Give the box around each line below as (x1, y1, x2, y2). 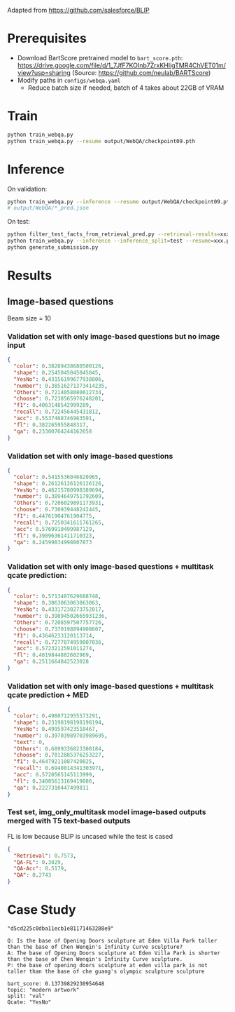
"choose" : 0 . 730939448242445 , (13, 506, 101, 513)
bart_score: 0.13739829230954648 (7, 980, 105, 987)
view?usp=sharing (17, 68, 71, 76)
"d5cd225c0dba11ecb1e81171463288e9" (7, 925, 114, 932)
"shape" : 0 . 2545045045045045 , (13, 369, 101, 376)
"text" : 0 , (13, 738, 45, 745)
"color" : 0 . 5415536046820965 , (13, 473, 101, 480)
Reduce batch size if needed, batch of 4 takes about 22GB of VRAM (27, 83, 225, 92)
